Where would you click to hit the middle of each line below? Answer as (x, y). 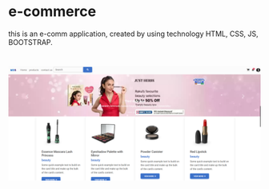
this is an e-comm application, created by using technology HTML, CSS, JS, (133, 34)
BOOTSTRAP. (31, 42)
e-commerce (52, 12)
